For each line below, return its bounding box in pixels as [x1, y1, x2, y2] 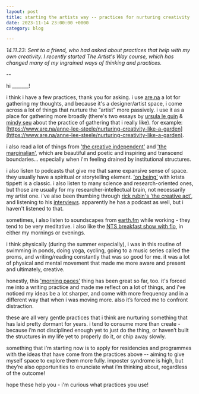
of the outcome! [6, 370, 46, 377]
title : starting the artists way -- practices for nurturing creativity [6, 14, 190, 20]
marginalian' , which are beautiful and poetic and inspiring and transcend [6, 150, 183, 157]
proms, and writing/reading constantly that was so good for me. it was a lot [6, 253, 190, 260]
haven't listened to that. [6, 205, 64, 212]
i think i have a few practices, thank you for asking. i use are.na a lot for [6, 94, 181, 101]
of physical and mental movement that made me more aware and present [6, 259, 185, 267]
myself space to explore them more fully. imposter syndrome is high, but [6, 357, 184, 364]
